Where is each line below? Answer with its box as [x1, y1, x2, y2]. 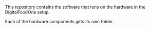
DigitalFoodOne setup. [5, 9, 50, 15]
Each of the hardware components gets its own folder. [5, 19, 114, 24]
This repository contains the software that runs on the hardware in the [5, 4, 146, 10]
